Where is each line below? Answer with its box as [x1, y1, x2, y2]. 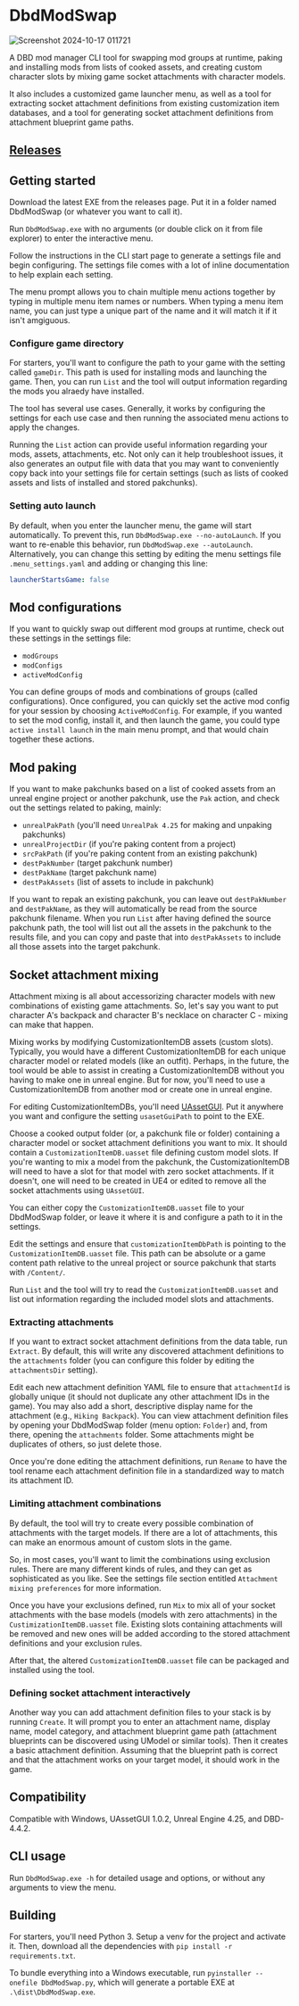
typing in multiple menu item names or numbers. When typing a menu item [9, 296, 284, 307]
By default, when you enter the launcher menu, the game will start [9, 519, 253, 531]
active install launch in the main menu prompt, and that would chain [9, 725, 270, 735]
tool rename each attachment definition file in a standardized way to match [9, 1465, 285, 1477]
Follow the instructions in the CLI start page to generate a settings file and [9, 251, 281, 261]
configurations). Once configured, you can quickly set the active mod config [9, 696, 290, 707]
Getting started [9, 173, 96, 188]
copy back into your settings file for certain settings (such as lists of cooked [9, 468, 288, 478]
